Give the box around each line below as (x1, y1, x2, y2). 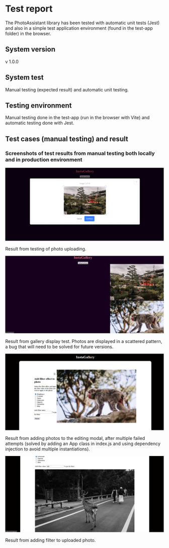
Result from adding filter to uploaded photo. (5, 537, 96, 543)
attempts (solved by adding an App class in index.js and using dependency (5, 440, 161, 447)
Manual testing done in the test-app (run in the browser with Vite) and (5, 115, 150, 121)
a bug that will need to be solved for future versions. (5, 344, 114, 350)
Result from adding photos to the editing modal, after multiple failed (5, 435, 145, 441)
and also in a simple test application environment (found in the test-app (5, 25, 153, 31)
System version (5, 45, 55, 54)
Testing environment (5, 101, 72, 110)
